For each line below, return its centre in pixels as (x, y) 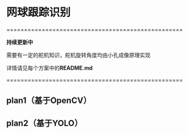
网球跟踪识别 (39, 12)
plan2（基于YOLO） (45, 123)
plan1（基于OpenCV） (49, 101)
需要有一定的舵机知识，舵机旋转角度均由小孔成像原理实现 (78, 55)
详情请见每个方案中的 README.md (50, 68)
